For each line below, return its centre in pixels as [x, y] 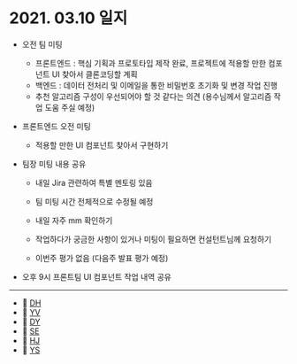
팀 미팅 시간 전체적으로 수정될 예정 [94, 201]
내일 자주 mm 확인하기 [74, 220]
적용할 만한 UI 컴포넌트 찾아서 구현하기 [102, 145]
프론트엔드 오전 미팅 [56, 126]
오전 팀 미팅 [42, 44]
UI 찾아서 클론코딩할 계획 [95, 74]
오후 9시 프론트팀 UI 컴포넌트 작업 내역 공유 [97, 276]
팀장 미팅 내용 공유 [54, 164]
